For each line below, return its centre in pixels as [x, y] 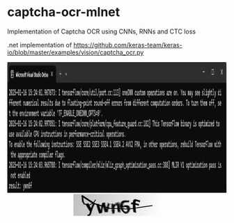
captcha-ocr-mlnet [64, 12]
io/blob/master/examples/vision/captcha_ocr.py [76, 52]
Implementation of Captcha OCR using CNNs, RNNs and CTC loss [102, 31]
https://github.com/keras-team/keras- [128, 45]
